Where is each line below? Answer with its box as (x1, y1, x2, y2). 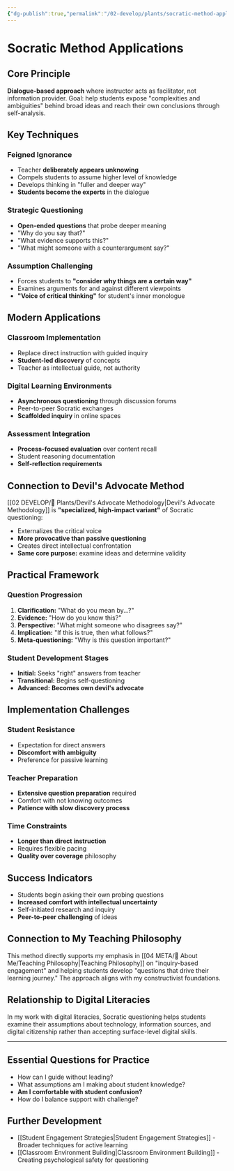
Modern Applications (7, 312, 101, 324)
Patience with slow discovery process (17, 803, 130, 812)
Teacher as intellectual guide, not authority (17, 364, 141, 372)
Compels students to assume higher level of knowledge (17, 173, 178, 181)
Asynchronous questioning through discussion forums (17, 396, 177, 405)
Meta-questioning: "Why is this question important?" (17, 636, 171, 644)
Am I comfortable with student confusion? (17, 1087, 143, 1096)
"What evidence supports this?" (17, 236, 109, 244)
